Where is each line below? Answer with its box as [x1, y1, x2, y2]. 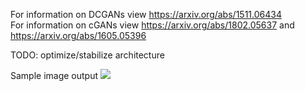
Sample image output [10, 70, 99, 81]
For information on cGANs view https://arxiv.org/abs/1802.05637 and [10, 19, 295, 31]
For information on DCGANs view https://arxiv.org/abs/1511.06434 [10, 9, 282, 20]
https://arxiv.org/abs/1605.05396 [10, 30, 147, 41]
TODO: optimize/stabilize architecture [10, 49, 165, 61]
